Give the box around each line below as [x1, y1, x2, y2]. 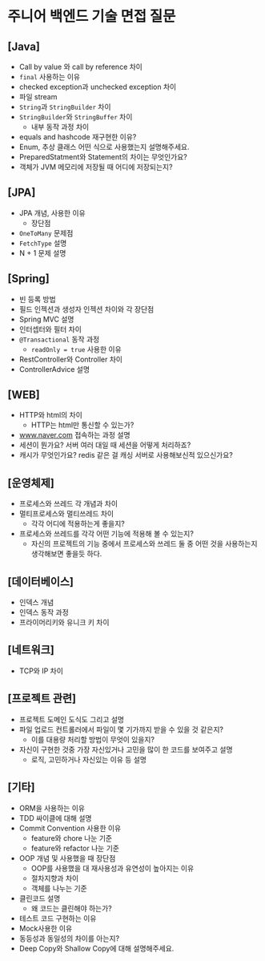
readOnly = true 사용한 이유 [30, 344, 122, 353]
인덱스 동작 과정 [18, 608, 69, 617]
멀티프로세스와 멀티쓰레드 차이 [18, 509, 114, 519]
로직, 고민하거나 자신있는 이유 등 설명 [30, 754, 147, 764]
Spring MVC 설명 [18, 314, 74, 324]
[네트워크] [7, 643, 55, 657]
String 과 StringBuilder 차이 [18, 102, 111, 111]
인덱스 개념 [18, 598, 54, 608]
